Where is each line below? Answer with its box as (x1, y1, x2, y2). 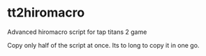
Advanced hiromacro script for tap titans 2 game (7, 28, 147, 36)
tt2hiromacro (7, 5, 85, 21)
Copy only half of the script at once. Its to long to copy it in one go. (7, 41, 200, 49)
